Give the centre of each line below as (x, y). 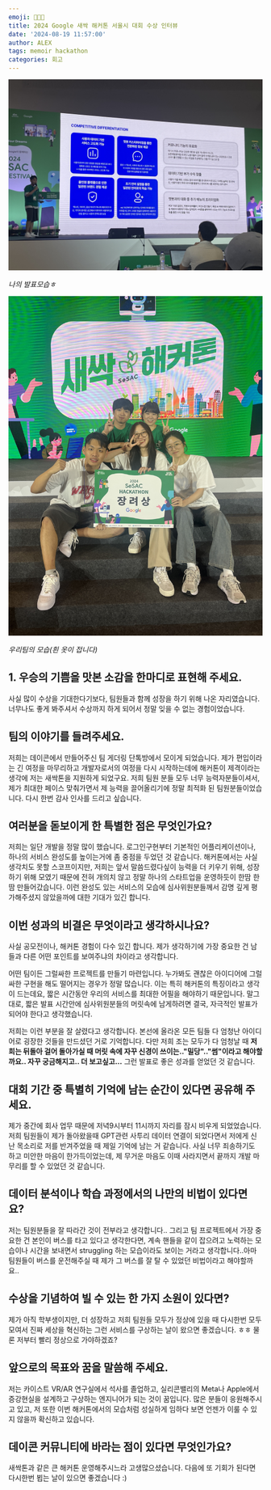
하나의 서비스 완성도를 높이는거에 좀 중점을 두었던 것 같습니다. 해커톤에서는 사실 (133, 857)
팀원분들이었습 (240, 787)
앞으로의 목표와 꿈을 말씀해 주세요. (88, 1368)
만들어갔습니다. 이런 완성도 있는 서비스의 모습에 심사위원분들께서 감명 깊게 (133, 887)
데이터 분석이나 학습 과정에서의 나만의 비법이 (112, 1194)
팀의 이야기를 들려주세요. (67, 737)
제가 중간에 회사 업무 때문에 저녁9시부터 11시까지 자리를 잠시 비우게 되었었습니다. (135, 1126)
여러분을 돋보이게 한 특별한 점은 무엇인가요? (110, 826)
